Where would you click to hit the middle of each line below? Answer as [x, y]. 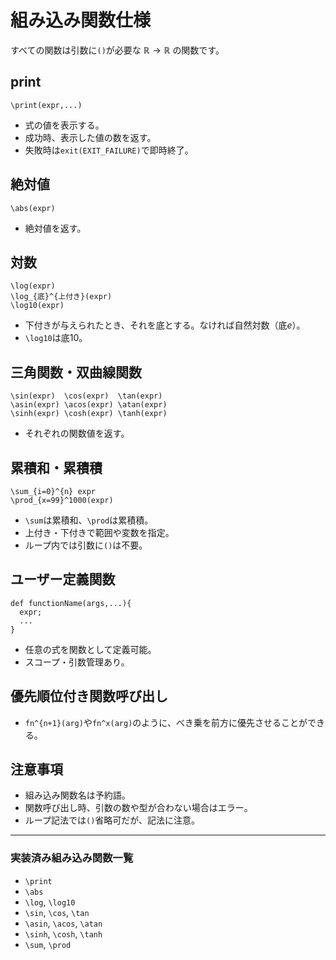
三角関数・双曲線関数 [76, 372]
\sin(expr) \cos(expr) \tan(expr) [86, 396]
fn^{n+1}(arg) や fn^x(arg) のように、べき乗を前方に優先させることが [166, 722]
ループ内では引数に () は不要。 [86, 545]
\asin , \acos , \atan [63, 923]
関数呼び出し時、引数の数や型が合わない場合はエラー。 [138, 808]
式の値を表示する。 [64, 125]
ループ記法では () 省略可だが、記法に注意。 [112, 820]
